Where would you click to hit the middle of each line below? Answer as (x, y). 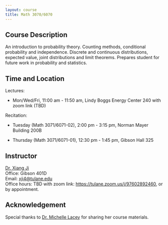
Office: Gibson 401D (26, 173)
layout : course (21, 10)
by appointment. (22, 189)
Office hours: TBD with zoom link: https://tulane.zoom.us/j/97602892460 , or (84, 184)
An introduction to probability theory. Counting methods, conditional (75, 47)
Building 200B (27, 130)
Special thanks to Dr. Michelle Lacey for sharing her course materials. (77, 217)
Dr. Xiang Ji (17, 168)
